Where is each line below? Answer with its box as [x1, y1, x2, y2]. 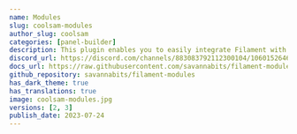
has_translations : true [9, 86, 97, 95]
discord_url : [9, 54, 57, 63]
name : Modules [9, 12, 62, 22]
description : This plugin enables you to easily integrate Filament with [9, 46, 287, 55]
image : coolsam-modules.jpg [9, 94, 113, 104]
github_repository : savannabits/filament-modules [9, 71, 196, 79]
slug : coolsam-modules [9, 21, 93, 30]
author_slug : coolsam [9, 29, 89, 38]
